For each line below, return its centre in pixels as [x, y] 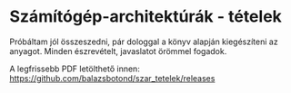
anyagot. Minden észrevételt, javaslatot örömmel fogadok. [118, 51]
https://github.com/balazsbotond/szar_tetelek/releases [112, 78]
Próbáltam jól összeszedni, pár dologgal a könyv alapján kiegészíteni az [144, 42]
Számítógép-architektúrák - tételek [145, 17]
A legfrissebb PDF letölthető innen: [75, 69]
